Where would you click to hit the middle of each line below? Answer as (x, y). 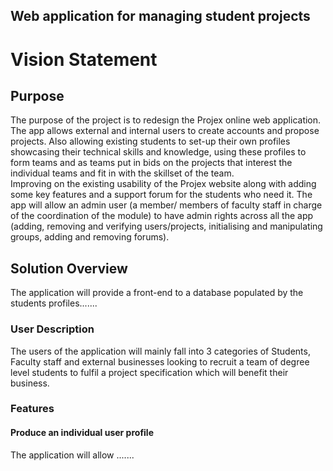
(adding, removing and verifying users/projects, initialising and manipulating (166, 226)
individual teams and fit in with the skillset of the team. (122, 173)
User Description (52, 329)
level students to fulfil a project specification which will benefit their (149, 372)
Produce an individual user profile (82, 433)
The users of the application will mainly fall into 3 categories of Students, (160, 351)
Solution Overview (69, 268)
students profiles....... (54, 303)
